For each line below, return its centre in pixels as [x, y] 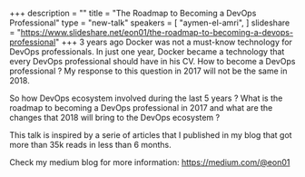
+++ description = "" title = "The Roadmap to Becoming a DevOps [133, 13]
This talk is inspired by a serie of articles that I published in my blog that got [151, 135]
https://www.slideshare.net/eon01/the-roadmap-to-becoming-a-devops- [157, 32]
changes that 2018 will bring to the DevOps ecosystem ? [115, 118]
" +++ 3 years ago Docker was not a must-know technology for [174, 42]
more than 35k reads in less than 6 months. [91, 145]
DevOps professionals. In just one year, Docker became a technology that [147, 52]
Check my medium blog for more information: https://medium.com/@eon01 [150, 162]
